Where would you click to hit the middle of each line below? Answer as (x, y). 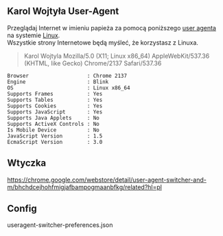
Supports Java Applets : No (53, 118)
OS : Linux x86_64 (69, 88)
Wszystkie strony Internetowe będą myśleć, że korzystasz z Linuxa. (103, 42)
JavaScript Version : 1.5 (55, 136)
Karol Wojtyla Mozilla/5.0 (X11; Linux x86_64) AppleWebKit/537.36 (117, 56)
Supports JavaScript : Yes (55, 112)
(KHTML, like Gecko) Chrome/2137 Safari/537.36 (93, 63)
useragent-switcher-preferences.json (60, 225)
